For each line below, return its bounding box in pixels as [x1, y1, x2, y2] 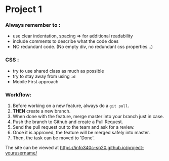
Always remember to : [5, 22, 61, 29]
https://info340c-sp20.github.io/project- [60, 145, 144, 151]
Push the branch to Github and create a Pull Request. [12, 119, 123, 125]
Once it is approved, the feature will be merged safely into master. [12, 130, 150, 136]
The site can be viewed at [5, 145, 59, 151]
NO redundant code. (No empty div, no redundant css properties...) [12, 44, 153, 50]
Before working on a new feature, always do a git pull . [12, 102, 129, 109]
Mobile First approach [12, 78, 59, 84]
